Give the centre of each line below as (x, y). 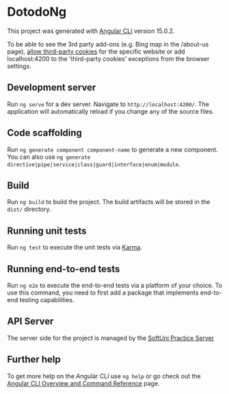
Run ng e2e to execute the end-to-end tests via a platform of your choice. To (115, 285)
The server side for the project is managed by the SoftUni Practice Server (111, 338)
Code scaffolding (44, 133)
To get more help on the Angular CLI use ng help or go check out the (104, 376)
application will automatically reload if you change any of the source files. (110, 111)
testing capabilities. (47, 300)
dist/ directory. (29, 209)
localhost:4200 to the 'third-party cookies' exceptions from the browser (108, 58)
